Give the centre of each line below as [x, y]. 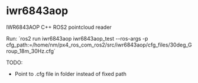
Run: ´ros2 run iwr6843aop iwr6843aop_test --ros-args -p [77, 38]
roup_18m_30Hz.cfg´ [31, 51]
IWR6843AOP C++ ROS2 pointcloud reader [59, 27]
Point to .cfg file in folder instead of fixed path [71, 74]
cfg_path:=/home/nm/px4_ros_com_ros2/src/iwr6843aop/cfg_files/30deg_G [99, 45]
